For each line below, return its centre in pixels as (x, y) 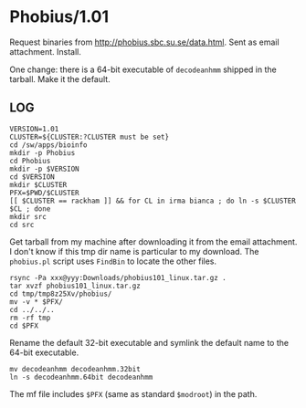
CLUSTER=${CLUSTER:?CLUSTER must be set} (90, 137)
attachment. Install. (46, 51)
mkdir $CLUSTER (38, 184)
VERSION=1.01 (34, 129)
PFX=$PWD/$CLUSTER (44, 193)
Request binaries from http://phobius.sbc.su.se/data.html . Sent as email (145, 42)
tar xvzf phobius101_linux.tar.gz (75, 286)
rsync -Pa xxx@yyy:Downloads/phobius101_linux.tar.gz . (118, 277)
